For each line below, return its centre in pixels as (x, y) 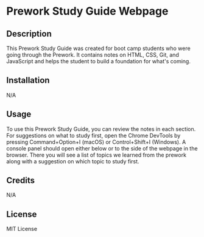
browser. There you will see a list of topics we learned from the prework (97, 155)
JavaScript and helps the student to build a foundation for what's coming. (98, 61)
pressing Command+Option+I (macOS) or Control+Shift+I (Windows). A (96, 142)
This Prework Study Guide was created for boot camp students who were (98, 48)
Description (29, 34)
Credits (21, 181)
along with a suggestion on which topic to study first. (73, 161)
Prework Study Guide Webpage (87, 11)
